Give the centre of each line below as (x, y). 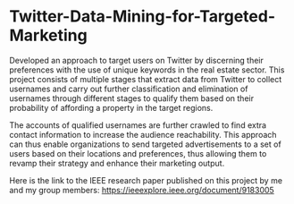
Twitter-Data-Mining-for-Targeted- (142, 17)
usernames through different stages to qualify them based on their (132, 98)
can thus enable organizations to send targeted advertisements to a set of (145, 144)
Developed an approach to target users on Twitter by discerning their (136, 60)
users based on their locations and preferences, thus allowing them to (138, 153)
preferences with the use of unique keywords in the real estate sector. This (147, 70)
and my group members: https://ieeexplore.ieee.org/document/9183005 (142, 190)
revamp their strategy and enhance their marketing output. (117, 163)
